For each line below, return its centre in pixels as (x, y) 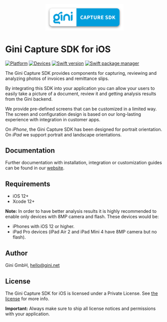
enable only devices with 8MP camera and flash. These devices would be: (82, 217)
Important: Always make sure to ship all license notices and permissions (80, 308)
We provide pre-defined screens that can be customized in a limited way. (81, 109)
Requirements (28, 184)
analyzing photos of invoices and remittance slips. (57, 78)
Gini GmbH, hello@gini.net (32, 265)
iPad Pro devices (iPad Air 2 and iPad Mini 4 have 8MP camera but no (85, 232)
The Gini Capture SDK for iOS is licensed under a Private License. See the (82, 293)
